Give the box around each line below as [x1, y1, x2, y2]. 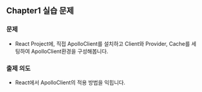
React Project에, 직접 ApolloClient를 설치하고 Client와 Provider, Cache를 [14, 40, 191, 47]
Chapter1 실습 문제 [6, 5, 74, 16]
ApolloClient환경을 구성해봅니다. [31, 48, 109, 55]
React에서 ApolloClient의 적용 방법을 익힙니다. [14, 79, 125, 86]
